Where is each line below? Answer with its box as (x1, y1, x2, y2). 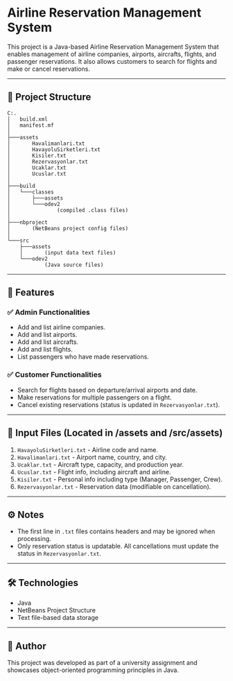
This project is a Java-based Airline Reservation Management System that (7, 42, 219, 51)
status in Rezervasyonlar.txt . (17, 549, 102, 558)
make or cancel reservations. (7, 64, 90, 73)
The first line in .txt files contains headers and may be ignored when (17, 527, 216, 535)
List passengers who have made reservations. (17, 352, 149, 361)
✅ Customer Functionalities (7, 370, 102, 379)
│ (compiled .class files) (7, 207, 129, 214)
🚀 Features (7, 286, 55, 299)
